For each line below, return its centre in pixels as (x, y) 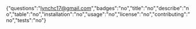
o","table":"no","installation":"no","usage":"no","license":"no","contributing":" (98, 14)
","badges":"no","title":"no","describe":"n (140, 8)
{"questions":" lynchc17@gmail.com (49, 8)
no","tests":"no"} (26, 20)
